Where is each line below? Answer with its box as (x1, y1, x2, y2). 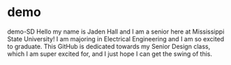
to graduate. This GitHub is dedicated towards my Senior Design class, (7, 42, 211, 50)
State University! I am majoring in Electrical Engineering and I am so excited (7, 34, 225, 43)
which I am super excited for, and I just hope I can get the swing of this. (7, 50, 213, 58)
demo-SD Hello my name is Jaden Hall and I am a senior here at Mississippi (7, 27, 225, 36)
